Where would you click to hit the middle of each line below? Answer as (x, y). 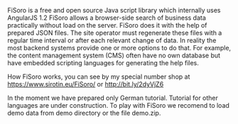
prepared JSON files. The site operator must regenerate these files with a (115, 33)
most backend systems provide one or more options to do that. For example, (119, 48)
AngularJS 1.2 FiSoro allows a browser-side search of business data (107, 18)
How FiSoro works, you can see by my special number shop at (99, 77)
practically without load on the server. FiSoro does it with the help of (107, 25)
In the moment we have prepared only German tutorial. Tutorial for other (113, 98)
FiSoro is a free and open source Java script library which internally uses (114, 10)
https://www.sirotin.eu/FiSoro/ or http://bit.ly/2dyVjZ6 (86, 84)
